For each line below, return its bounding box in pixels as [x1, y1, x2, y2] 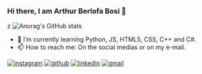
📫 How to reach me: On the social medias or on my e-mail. [17, 43, 186, 51]
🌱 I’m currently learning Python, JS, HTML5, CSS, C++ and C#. [17, 35, 196, 44]
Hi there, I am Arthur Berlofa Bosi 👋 [7, 6, 127, 16]
